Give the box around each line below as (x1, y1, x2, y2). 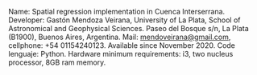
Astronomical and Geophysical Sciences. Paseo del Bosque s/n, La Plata (8, 24, 250, 33)
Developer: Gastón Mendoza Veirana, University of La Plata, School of (8, 15, 241, 25)
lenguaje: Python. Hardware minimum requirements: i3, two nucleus (8, 49, 234, 58)
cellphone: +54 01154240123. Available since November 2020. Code (8, 41, 236, 50)
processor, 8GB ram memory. (8, 57, 106, 67)
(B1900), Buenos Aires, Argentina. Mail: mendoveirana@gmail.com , (8, 32, 231, 41)
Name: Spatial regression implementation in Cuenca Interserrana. (8, 7, 226, 16)
